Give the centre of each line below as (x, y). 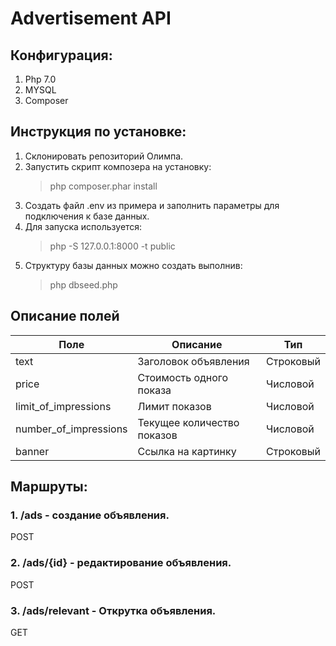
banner (32, 451)
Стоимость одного (183, 377)
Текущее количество (188, 422)
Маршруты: (49, 487)
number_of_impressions (71, 429)
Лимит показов (174, 406)
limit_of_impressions (63, 406)
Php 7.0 (40, 79)
